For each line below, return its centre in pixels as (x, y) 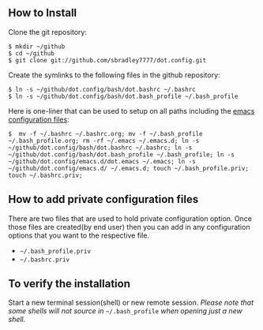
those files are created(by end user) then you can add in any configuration (129, 227)
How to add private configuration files (103, 199)
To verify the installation (69, 284)
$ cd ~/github (32, 53)
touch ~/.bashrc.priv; (45, 175)
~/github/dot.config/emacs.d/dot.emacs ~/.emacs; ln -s (102, 161)
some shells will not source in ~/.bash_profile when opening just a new (125, 311)
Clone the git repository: (48, 32)
